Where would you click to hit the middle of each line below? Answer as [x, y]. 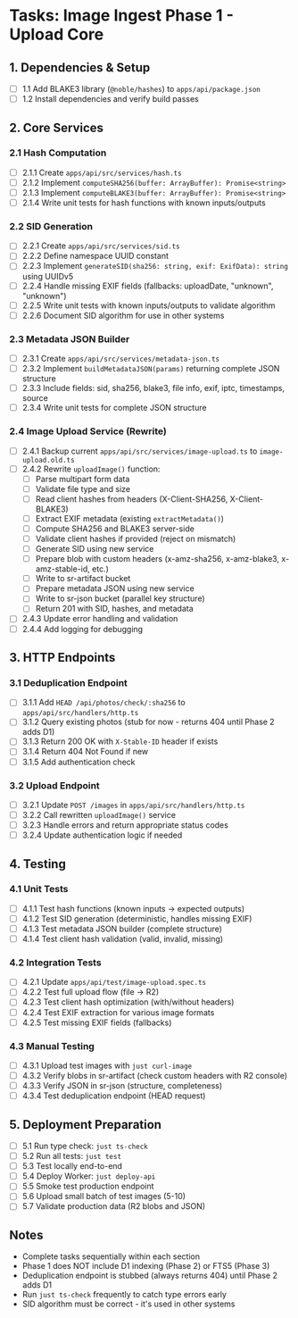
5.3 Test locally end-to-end [72, 1166]
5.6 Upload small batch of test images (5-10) [103, 1197]
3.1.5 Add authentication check [79, 762]
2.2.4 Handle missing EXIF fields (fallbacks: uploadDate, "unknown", [148, 286]
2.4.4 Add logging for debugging [83, 629]
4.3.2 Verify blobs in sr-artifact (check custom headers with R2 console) [155, 1076]
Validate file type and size [83, 488]
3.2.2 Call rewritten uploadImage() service [99, 814]
